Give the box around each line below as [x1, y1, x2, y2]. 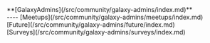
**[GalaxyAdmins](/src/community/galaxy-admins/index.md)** [6, 6, 193, 13]
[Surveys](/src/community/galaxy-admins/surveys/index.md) [6, 28, 186, 36]
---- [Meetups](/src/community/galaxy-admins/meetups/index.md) [6, 13, 204, 21]
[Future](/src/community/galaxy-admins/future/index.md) [6, 20, 175, 29]
